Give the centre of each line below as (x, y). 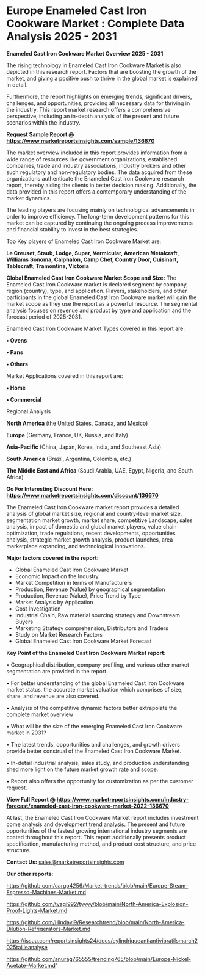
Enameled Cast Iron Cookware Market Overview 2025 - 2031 (85, 53)
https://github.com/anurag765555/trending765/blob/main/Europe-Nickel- (99, 959)
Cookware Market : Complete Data (95, 24)
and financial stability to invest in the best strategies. (72, 229)
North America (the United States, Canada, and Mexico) (77, 423)
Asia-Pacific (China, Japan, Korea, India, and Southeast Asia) (84, 447)
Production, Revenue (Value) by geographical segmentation (90, 589)
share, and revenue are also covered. (53, 696)
